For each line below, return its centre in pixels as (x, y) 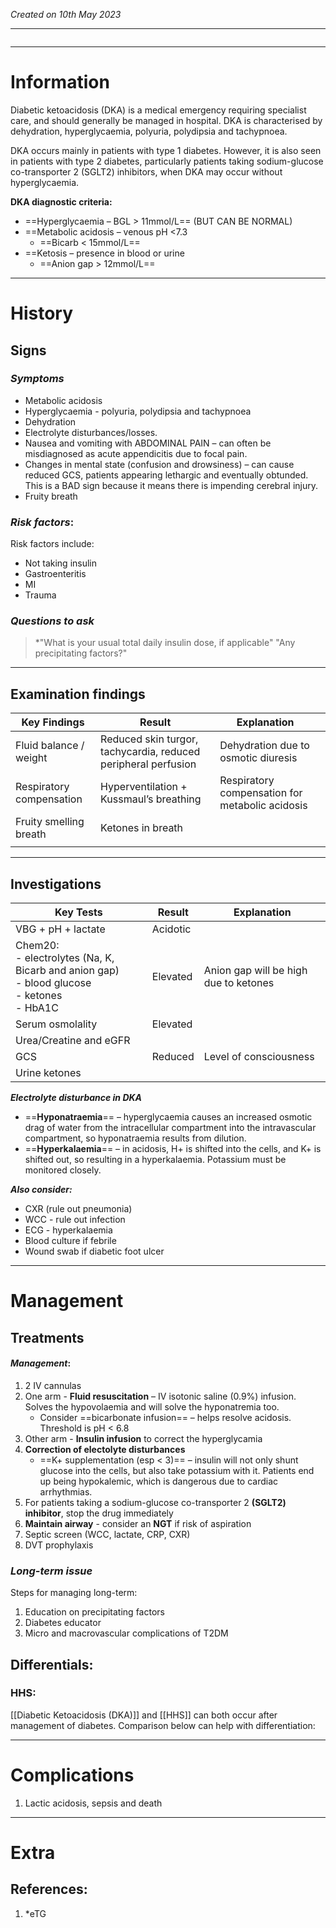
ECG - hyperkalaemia (68, 1230)
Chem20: (37, 946)
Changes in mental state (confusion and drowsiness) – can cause (159, 464)
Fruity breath (51, 496)
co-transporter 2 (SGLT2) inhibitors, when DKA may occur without (146, 171)
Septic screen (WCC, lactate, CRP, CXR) (107, 1534)
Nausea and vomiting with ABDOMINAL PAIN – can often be (148, 443)
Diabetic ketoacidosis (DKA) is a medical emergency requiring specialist (158, 110)
